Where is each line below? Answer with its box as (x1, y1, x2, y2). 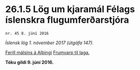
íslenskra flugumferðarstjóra (5, 14, 129, 26)
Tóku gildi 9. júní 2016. (5, 59, 54, 65)
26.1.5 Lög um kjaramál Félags (5, 4, 135, 15)
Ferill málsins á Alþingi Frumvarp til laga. (5, 49, 90, 55)
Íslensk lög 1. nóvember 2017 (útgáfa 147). (5, 39, 94, 46)
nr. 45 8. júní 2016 (5, 31, 49, 36)
